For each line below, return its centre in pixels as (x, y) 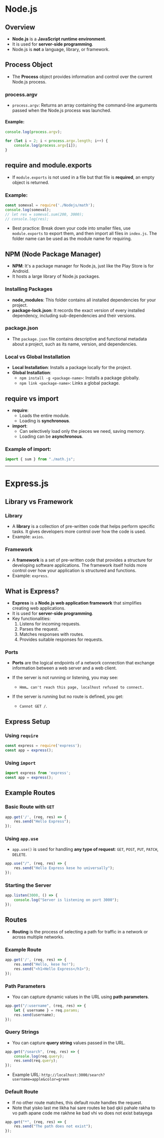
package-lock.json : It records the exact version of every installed (78, 310)
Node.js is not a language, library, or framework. (61, 49)
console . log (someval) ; (28, 210)
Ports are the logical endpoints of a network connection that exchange (83, 663)
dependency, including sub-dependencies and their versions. (74, 316)
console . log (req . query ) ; (39, 1056)
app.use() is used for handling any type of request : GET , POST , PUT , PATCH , (85, 849)
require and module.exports (48, 165)
